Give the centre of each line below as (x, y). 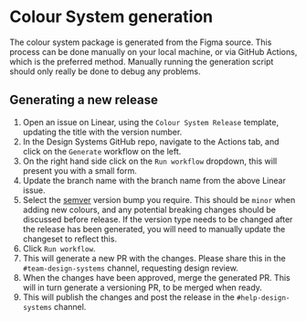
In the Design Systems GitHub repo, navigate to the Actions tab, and (151, 141)
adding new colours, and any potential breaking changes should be (149, 209)
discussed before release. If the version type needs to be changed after (158, 219)
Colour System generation (111, 17)
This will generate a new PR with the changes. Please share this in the (154, 258)
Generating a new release (84, 100)
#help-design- (263, 298)
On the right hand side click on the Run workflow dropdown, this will (150, 161)
